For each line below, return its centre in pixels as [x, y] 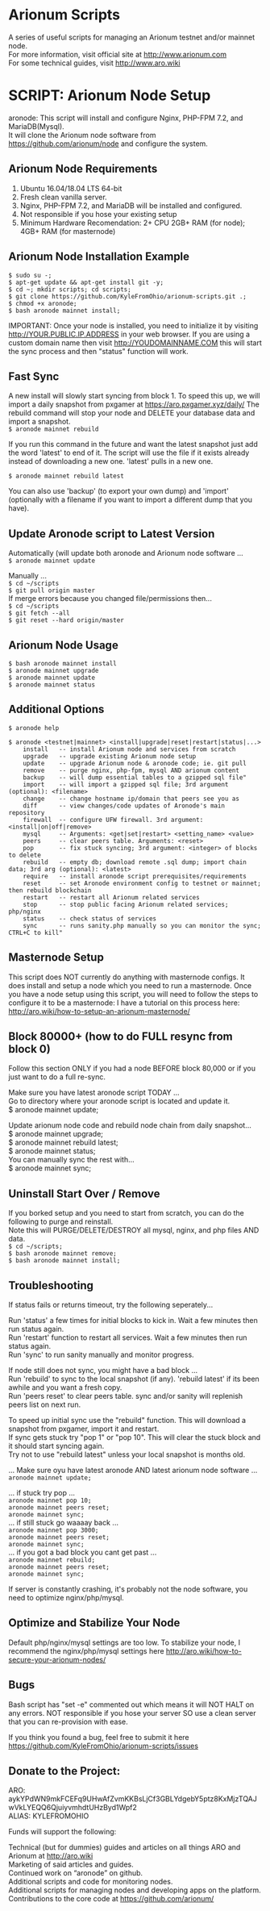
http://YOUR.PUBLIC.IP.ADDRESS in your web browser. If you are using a [129, 334]
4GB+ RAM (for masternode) [68, 231]
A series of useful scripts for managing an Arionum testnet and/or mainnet [132, 37]
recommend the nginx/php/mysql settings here [86, 1650]
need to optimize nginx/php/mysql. [66, 1598]
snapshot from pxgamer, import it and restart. [84, 1429]
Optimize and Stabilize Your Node [94, 1623]
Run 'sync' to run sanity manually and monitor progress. [102, 1354]
